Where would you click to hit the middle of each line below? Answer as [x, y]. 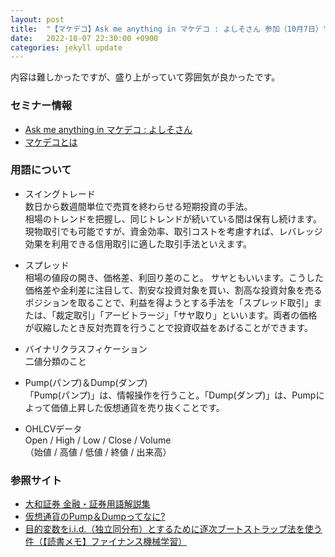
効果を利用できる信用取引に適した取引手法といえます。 [138, 243]
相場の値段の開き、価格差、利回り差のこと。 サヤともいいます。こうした [174, 277]
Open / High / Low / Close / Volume [98, 440]
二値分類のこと [55, 361]
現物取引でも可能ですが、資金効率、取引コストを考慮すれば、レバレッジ [173, 231]
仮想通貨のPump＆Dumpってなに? [95, 517]
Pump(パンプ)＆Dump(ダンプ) [86, 382]
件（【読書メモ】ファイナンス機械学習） [106, 542]
